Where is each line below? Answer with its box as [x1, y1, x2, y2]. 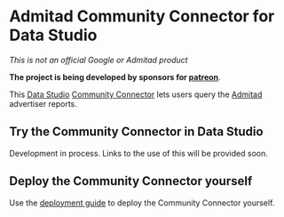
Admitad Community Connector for [9, 6, 275, 27]
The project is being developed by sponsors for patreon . [9, 71, 221, 82]
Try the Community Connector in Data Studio [9, 125, 264, 140]
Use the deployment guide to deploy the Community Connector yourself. [9, 197, 275, 208]
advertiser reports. [9, 98, 78, 108]
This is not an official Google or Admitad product [9, 54, 188, 65]
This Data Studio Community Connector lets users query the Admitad [9, 89, 263, 100]
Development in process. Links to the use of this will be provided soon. [9, 148, 268, 158]
